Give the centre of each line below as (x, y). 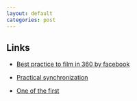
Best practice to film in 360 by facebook (73, 64)
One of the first (38, 91)
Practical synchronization (52, 78)
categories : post (31, 20)
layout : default (29, 13)
